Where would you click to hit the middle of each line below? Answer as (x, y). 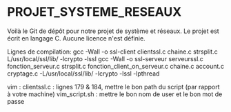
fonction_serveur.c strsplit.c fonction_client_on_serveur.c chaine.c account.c (115, 66)
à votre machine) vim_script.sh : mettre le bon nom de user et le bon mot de (115, 94)
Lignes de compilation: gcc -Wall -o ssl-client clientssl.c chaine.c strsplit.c (113, 52)
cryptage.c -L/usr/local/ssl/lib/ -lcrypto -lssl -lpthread (83, 74)
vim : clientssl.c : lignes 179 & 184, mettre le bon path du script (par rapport (113, 87)
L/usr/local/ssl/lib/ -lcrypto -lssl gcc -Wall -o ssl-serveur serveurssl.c (105, 58)
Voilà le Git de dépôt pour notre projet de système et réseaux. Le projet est (113, 31)
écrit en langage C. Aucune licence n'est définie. (77, 38)
